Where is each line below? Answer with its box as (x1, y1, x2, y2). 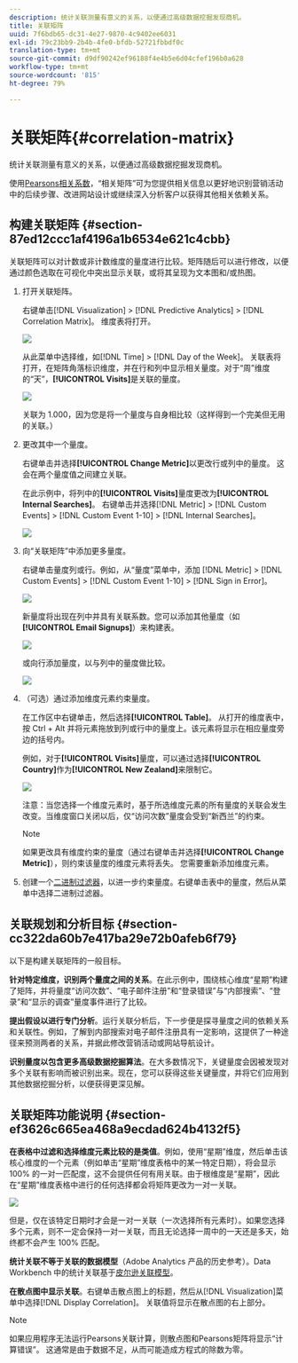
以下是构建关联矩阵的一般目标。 (9, 956, 126, 966)
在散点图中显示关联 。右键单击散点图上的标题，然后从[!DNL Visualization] (9, 1286, 277, 1296)
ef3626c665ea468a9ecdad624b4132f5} (9, 1122, 241, 1137)
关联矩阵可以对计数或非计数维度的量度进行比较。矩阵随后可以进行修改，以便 (9, 256, 289, 267)
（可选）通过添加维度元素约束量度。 (21, 693, 155, 704)
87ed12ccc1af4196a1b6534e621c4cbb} (9, 232, 231, 247)
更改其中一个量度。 (21, 439, 93, 450)
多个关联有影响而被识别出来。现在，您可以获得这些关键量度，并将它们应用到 (9, 1068, 289, 1078)
